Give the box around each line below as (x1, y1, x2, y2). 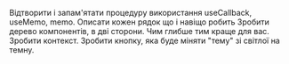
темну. (9, 45, 35, 55)
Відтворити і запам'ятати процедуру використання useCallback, (9, 8, 252, 18)
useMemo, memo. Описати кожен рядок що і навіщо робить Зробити (9, 17, 269, 27)
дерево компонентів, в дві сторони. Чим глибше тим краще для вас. (9, 26, 269, 36)
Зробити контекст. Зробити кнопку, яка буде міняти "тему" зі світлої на (9, 35, 280, 46)
